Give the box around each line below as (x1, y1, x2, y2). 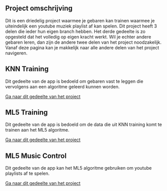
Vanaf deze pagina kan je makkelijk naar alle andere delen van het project (5, 44, 159, 50)
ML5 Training (5, 108, 48, 117)
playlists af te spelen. (5, 170, 50, 177)
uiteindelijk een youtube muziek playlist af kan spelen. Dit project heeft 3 (5, 23, 157, 29)
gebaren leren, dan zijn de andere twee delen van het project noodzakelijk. (5, 39, 162, 45)
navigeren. (5, 50, 28, 56)
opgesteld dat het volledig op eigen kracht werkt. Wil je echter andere (5, 34, 151, 40)
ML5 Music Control (5, 151, 67, 160)
